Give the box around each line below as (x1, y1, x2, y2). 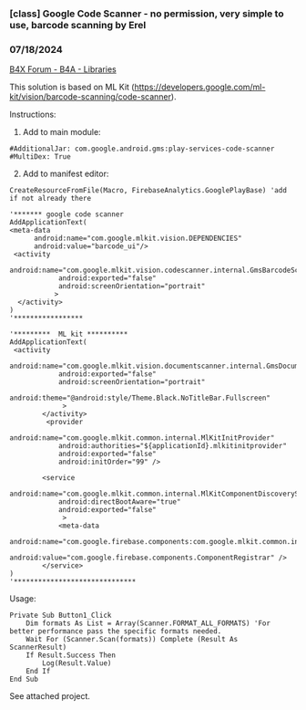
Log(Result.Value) (42, 659, 112, 668)
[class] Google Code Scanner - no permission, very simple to (9, 7, 284, 20)
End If (25, 667, 51, 676)
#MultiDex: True (9, 152, 71, 162)
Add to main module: (22, 127, 102, 138)
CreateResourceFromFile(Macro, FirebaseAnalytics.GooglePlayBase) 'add (9, 186, 287, 195)
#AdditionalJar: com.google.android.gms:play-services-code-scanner (9, 144, 275, 153)
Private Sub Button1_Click (9, 611, 112, 621)
